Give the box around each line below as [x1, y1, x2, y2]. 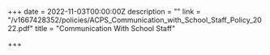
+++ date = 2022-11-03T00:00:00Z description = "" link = [7, 7, 201, 16]
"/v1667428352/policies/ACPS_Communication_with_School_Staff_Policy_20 [7, 15, 263, 25]
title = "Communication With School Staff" [34, 24, 176, 33]
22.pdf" [7, 24, 33, 33]
